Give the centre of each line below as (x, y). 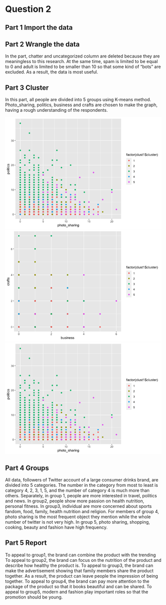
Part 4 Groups (27, 468)
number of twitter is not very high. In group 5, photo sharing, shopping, (78, 522)
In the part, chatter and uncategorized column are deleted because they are (83, 56)
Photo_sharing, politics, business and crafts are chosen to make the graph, (81, 105)
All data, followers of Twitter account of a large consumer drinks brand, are (82, 480)
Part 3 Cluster (27, 88)
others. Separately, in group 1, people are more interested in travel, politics (81, 496)
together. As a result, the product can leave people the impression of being (82, 576)
